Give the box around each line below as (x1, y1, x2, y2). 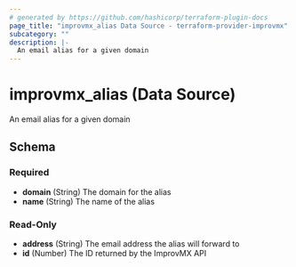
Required (9, 166, 50, 179)
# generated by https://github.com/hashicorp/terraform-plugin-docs (9, 12, 268, 22)
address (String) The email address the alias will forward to (21, 239, 240, 249)
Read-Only (9, 218, 58, 231)
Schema (9, 140, 56, 155)
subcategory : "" (9, 29, 69, 38)
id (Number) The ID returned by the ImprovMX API (21, 248, 207, 259)
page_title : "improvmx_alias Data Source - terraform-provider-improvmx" (9, 21, 289, 30)
